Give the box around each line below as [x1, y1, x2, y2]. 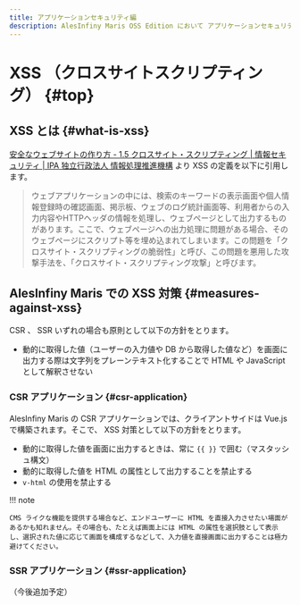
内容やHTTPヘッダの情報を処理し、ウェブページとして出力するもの [38, 212, 287, 223]
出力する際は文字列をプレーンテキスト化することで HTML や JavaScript [21, 355, 286, 366]
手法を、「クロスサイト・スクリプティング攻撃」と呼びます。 [38, 256, 262, 268]
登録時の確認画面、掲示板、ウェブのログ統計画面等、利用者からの [38, 201, 282, 212]
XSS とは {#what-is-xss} [9, 123, 150, 139]
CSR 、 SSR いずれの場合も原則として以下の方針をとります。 [9, 325, 234, 336]
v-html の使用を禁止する [21, 476, 112, 487]
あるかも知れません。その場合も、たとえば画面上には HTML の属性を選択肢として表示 [9, 523, 279, 532]
